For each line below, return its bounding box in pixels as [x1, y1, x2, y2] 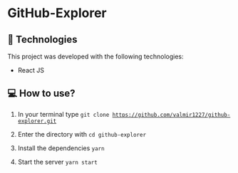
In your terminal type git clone [17, 110, 110, 118]
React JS [17, 66, 45, 74]
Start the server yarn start [17, 157, 98, 166]
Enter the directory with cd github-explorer [17, 130, 147, 138]
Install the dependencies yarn [17, 144, 105, 152]
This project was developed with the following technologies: [7, 52, 184, 61]
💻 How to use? [7, 88, 76, 100]
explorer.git [17, 117, 57, 125]
